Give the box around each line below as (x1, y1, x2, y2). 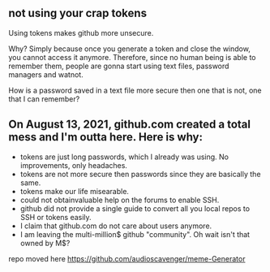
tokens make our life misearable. (19, 186, 130, 196)
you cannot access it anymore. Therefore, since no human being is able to (8, 52, 256, 62)
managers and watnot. (8, 69, 84, 80)
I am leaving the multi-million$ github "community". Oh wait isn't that (19, 229, 250, 239)
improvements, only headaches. (19, 160, 128, 170)
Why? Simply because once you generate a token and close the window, (8, 44, 251, 54)
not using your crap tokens (8, 6, 148, 20)
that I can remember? (8, 93, 80, 104)
